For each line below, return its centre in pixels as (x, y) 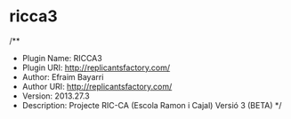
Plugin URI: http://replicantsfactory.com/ (96, 67)
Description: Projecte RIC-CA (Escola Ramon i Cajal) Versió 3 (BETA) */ (152, 105)
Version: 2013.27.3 (56, 96)
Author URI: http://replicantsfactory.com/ (97, 86)
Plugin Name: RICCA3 (62, 58)
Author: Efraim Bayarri (63, 76)
